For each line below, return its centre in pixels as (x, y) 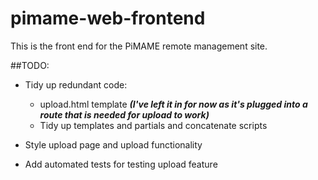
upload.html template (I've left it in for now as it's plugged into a (173, 104)
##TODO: (30, 65)
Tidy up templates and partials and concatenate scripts (153, 125)
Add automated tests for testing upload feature (121, 164)
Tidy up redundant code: (76, 84)
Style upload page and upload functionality (113, 144)
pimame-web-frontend (108, 18)
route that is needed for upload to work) (124, 114)
